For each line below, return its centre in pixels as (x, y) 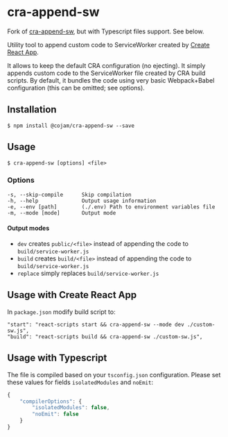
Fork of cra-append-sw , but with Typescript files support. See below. (106, 31)
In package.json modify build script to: (61, 312)
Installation (32, 109)
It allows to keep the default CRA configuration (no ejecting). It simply (106, 65)
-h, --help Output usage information (82, 201)
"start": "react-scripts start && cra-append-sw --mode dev (96, 324)
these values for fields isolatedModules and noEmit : (80, 382)
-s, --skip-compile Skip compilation (69, 195)
